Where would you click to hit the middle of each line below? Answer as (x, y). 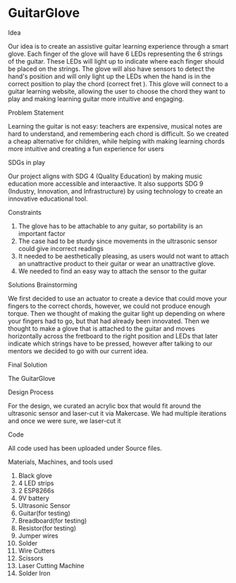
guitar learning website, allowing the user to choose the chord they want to (117, 91)
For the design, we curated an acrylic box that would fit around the (105, 406)
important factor (42, 233)
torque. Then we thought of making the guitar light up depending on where (117, 313)
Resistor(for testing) (47, 528)
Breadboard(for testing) (52, 520)
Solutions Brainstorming (43, 285)
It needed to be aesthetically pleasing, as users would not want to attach (124, 256)
